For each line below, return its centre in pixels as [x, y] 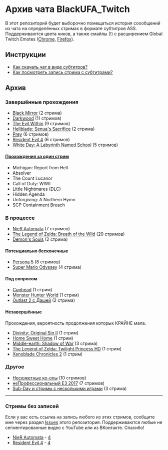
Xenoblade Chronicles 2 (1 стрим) [47, 354]
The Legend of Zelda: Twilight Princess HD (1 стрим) [67, 348]
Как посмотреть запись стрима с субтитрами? [62, 72]
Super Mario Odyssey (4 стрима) [47, 267]
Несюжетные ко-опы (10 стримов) [49, 378]
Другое [15, 367]
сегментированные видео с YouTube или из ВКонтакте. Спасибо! [75, 428]
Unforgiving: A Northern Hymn [44, 199]
